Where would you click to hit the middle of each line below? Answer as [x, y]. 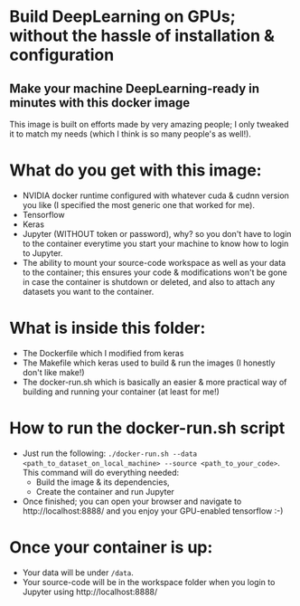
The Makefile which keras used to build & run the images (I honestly [149, 363]
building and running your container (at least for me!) [121, 392]
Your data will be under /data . [78, 573]
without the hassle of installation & [142, 36]
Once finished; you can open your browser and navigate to [132, 501]
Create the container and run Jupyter [105, 491]
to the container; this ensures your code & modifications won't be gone [155, 272]
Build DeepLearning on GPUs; [123, 17]
